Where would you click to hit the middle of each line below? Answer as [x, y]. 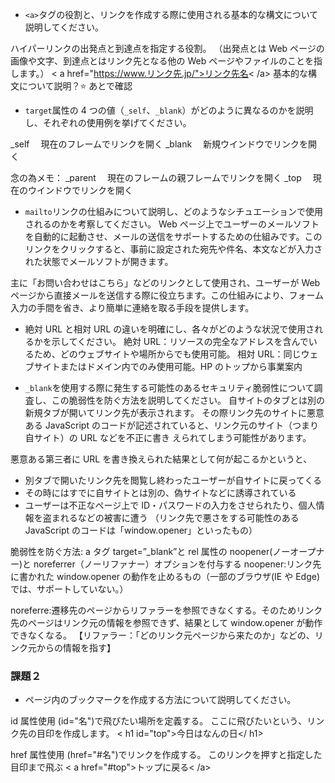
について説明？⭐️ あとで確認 [75, 86]
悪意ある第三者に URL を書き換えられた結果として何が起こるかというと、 [161, 459]
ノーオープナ [298, 551]
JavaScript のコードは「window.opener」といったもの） [141, 530]
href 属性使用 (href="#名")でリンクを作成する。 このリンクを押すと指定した [166, 755]
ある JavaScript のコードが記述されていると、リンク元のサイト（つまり [171, 425]
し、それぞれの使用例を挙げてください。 [108, 122]
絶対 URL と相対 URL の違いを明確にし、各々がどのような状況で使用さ [169, 329]
